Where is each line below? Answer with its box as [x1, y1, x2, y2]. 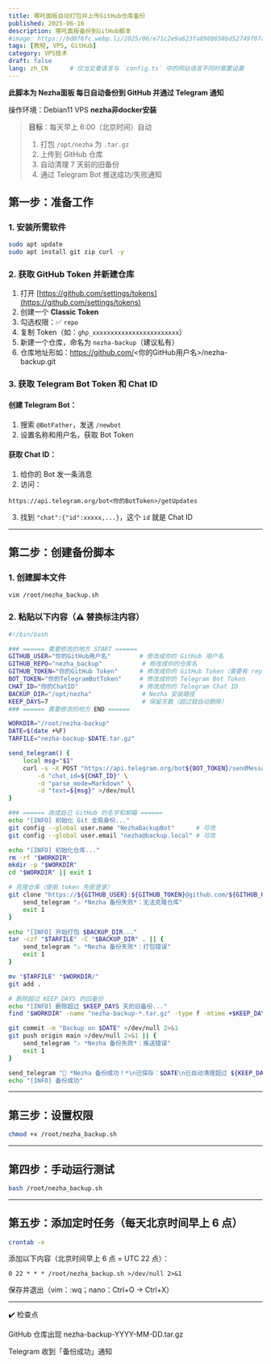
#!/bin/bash [8, 630, 48, 639]
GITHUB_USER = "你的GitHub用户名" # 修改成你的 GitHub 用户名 [8, 652, 224, 661]
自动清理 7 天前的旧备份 [40, 159, 119, 169]
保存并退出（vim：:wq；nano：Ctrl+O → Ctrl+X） [8, 1285, 174, 1294]
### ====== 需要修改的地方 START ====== [8, 644, 138, 653]
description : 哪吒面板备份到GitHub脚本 [8, 27, 131, 35]
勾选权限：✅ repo [19, 317, 79, 327]
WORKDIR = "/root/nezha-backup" [8, 720, 110, 728]
